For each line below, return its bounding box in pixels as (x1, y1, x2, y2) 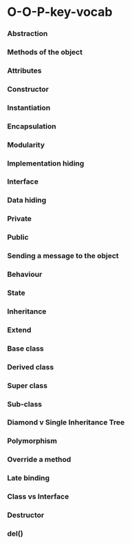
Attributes (7, 66, 42, 75)
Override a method (7, 455, 71, 465)
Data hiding (7, 195, 47, 205)
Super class (7, 380, 48, 390)
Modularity (7, 139, 45, 149)
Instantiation (7, 103, 51, 113)
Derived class (7, 362, 54, 371)
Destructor (7, 510, 45, 520)
